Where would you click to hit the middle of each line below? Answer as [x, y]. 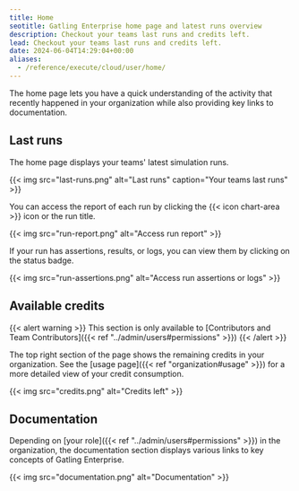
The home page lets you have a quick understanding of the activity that [141, 93]
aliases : [26, 59]
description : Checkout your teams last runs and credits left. [130, 34]
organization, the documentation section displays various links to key [137, 451]
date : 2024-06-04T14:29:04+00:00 [72, 51]
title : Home [31, 18]
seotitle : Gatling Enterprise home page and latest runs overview [136, 26]
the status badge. [42, 260]
